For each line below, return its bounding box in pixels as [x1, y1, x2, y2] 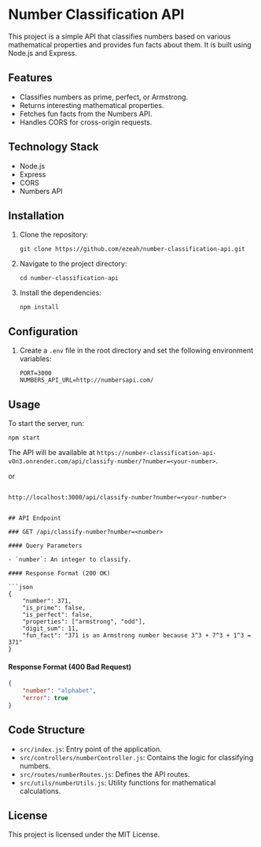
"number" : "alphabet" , [22, 687, 97, 695]
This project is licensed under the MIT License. [8, 830, 160, 839]
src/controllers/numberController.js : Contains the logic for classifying [19, 752, 254, 762]
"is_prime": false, [22, 604, 86, 612]
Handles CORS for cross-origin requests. [19, 117, 153, 127]
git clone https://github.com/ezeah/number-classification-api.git [19, 245, 245, 253]
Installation [8, 209, 64, 222]
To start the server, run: [8, 419, 85, 427]
